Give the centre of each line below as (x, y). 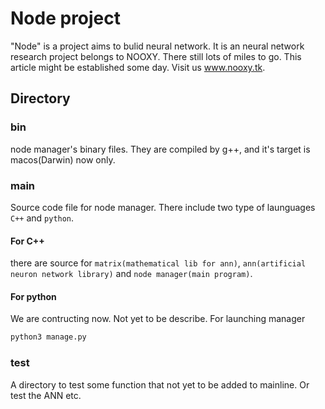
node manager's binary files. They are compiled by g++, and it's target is (160, 149)
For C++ (27, 241)
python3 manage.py (48, 337)
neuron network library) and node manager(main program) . (131, 274)
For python (33, 296)
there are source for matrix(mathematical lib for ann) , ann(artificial (158, 263)
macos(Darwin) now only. (63, 159)
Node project (66, 18)
